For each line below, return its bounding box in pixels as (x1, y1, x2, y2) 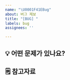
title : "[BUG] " (5, 16, 38, 21)
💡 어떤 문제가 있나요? (5, 49, 65, 57)
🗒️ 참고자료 (5, 67, 36, 76)
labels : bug (5, 21, 29, 26)
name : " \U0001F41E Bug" (5, 7, 51, 12)
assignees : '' (5, 26, 34, 30)
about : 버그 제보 (5, 12, 37, 17)
